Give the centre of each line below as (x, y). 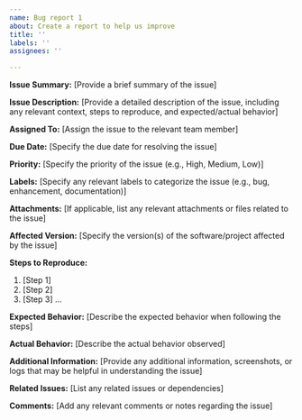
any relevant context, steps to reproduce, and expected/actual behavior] (144, 112)
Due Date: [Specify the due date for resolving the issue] (114, 147)
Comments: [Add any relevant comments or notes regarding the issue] (141, 406)
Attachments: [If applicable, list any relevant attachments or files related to (149, 209)
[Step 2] (37, 290)
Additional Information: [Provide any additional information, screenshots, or (151, 361)
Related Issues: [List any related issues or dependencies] (116, 388)
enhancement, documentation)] (68, 191)
